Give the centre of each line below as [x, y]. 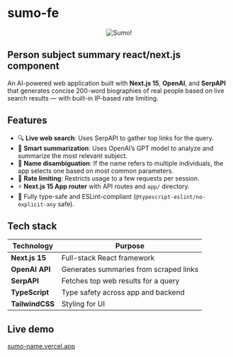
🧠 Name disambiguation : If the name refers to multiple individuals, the [120, 163]
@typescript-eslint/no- [171, 197]
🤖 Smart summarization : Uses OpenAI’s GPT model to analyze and [115, 148]
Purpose [130, 246]
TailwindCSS [33, 304]
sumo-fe [33, 13]
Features [27, 121]
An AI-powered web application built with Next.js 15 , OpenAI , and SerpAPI [117, 83]
